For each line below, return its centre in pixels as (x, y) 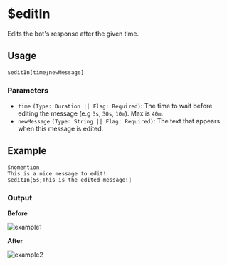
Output (20, 198)
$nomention (23, 167)
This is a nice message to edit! (57, 173)
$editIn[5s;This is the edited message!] (70, 180)
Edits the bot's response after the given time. (73, 34)
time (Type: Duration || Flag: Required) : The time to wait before (115, 106)
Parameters (28, 90)
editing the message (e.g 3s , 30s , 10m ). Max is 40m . (90, 113)
